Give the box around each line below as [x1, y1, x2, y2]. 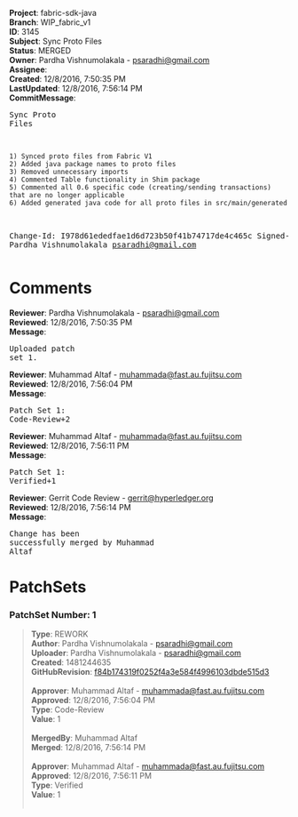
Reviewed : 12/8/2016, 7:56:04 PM [9, 378, 133, 389]
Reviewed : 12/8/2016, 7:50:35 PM [9, 316, 133, 327]
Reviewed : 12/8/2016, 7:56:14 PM [9, 501, 131, 512]
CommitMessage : [9, 92, 76, 103]
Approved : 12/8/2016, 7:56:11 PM [30, 771, 153, 781]
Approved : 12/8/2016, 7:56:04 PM [30, 695, 156, 706]
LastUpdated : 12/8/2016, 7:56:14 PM [9, 84, 144, 93]
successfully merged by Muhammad [9, 537, 155, 548]
